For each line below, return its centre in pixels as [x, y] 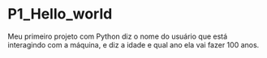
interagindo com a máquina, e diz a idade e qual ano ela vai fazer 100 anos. [133, 44]
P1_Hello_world [60, 14]
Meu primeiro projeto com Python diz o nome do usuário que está [118, 36]
